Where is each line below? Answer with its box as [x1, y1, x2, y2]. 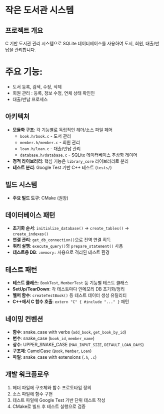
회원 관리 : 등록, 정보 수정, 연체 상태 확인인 [12, 90, 95, 96]
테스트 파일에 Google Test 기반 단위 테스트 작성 [12, 397, 106, 403]
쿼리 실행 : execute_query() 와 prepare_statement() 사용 [12, 243, 123, 249]
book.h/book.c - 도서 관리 [19, 133, 71, 139]
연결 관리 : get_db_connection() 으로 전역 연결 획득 [12, 237, 111, 243]
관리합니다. [14, 47, 36, 53]
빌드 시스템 [5, 180, 37, 189]
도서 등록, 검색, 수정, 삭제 [12, 83, 62, 89]
